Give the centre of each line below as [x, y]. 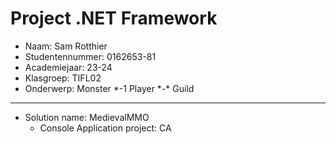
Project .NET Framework [114, 18]
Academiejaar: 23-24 [68, 67]
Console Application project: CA [105, 128]
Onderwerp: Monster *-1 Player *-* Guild [109, 88]
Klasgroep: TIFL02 [63, 78]
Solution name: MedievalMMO [87, 117]
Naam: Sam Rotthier [66, 46]
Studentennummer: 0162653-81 [90, 56]
